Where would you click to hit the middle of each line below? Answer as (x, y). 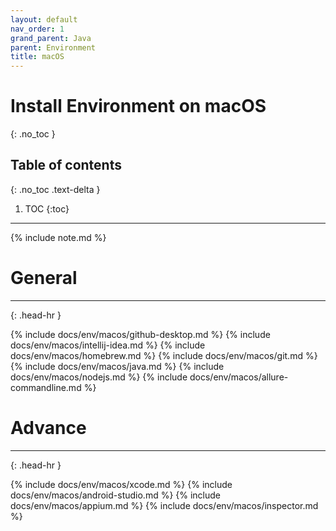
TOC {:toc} (47, 208)
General (44, 278)
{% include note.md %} (58, 237)
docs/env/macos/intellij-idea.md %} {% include (108, 345)
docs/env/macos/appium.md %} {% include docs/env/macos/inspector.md (164, 505)
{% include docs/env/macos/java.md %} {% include (117, 366)
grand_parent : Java (51, 38)
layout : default (44, 19)
